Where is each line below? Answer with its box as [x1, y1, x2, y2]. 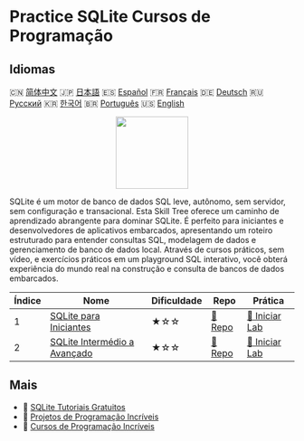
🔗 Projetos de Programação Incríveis [22, 411, 159, 422]
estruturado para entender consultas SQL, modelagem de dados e [9, 235, 256, 245]
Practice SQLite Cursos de [9, 6, 211, 27]
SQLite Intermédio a [49, 336, 135, 348]
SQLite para [49, 310, 100, 322]
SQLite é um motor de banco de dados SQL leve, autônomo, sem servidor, [9, 196, 287, 207]
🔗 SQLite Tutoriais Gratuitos [22, 401, 127, 412]
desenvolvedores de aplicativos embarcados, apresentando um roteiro [9, 225, 273, 236]
